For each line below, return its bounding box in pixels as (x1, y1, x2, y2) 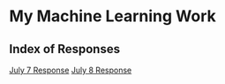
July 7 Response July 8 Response (9, 65, 132, 75)
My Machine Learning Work (9, 6, 216, 27)
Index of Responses (9, 42, 121, 57)
